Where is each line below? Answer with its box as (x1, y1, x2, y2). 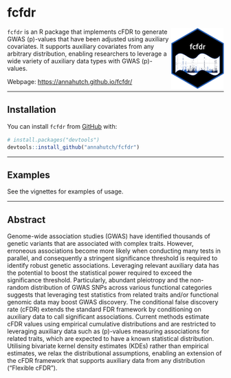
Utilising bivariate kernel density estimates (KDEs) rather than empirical (7, 342, 209, 350)
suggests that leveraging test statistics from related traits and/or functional (7, 291, 219, 299)
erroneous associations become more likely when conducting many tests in (7, 246, 221, 255)
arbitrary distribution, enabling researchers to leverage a (7, 50, 167, 58)
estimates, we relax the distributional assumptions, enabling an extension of (7, 349, 222, 357)
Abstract (7, 213, 46, 225)
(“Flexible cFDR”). (7, 364, 58, 372)
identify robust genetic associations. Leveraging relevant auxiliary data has (7, 262, 219, 270)
